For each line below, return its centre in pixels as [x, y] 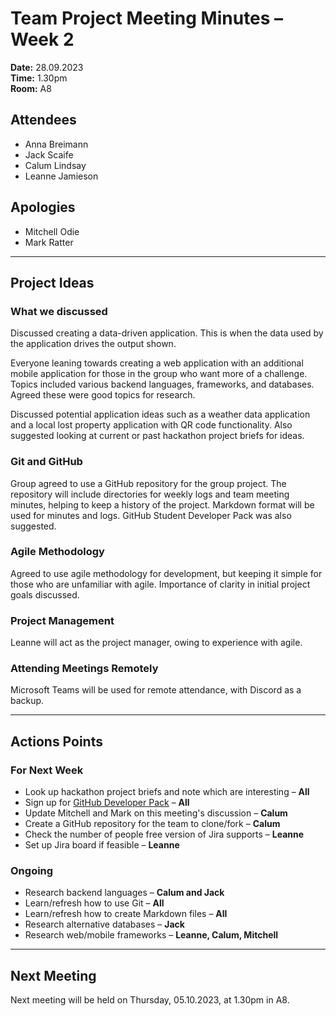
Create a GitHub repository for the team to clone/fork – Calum [152, 824]
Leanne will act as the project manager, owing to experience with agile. [156, 643]
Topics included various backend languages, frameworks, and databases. [162, 384]
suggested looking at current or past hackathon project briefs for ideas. [157, 436]
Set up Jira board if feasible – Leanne [102, 845]
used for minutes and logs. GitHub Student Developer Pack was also [151, 515]
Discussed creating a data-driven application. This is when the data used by [167, 333]
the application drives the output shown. [93, 344]
